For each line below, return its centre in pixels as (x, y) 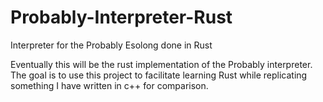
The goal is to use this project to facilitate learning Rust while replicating (159, 75)
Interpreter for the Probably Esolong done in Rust (111, 45)
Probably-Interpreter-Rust (121, 17)
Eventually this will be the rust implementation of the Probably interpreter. (161, 64)
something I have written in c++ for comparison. (109, 85)
